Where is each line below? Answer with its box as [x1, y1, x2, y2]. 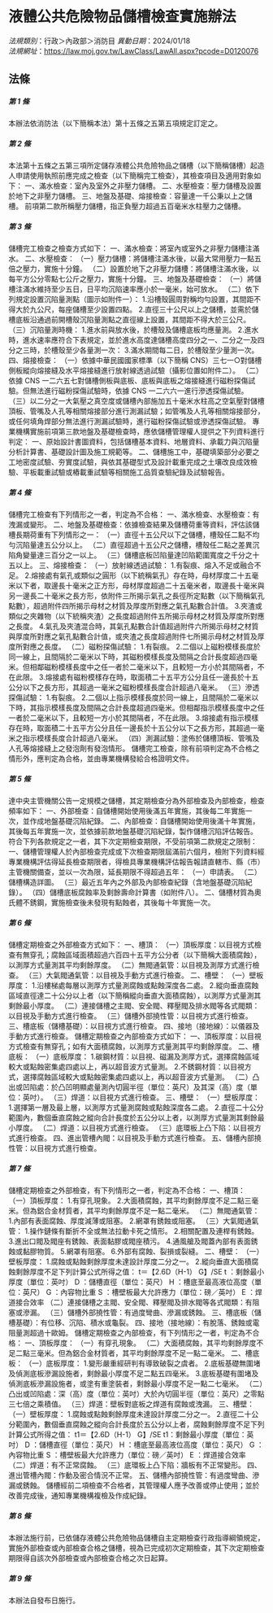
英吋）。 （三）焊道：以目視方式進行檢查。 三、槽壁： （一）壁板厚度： [22, 1092, 260, 1103]
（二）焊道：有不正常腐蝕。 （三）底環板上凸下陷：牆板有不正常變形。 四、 [8, 1460, 262, 1470]
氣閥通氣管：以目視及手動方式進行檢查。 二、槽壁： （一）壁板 [52, 970, 264, 981]
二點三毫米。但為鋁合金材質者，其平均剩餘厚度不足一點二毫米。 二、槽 [15, 1349, 253, 1358]
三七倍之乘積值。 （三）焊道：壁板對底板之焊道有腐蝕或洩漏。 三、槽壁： [8, 1399, 254, 1409]
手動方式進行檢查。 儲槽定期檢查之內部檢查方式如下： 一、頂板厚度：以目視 [8, 1031, 262, 1042]
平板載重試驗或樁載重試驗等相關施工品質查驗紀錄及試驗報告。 [22, 467, 229, 477]
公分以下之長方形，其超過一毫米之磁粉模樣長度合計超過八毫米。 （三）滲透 [8, 683, 260, 693]
